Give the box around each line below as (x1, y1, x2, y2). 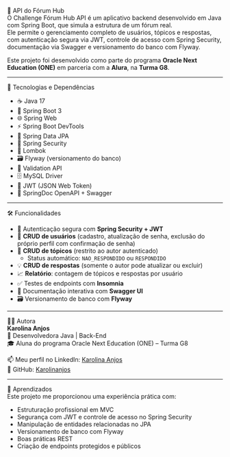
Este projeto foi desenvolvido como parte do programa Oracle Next (7, 56, 197, 64)
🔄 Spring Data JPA (16, 132, 70, 140)
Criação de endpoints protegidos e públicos (16, 442, 142, 450)
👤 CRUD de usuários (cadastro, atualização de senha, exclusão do (16, 232, 205, 240)
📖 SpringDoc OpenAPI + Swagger (16, 189, 112, 197)
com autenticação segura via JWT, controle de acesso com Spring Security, (7, 36, 222, 44)
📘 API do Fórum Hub (7, 7, 65, 14)
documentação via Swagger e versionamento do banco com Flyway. (7, 43, 201, 51)
